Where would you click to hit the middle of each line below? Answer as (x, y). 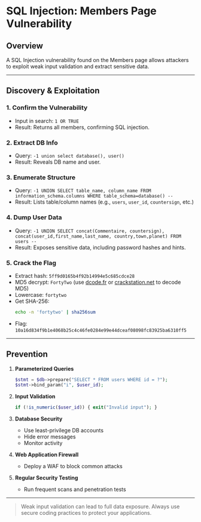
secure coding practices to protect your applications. (86, 513)
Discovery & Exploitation (53, 91)
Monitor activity (43, 443)
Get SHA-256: (32, 301)
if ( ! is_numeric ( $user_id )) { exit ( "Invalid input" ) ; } (86, 407)
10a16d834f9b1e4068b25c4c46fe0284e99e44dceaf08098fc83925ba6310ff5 (100, 330)
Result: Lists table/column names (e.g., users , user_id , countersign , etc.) (104, 202)
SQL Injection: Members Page (81, 11)
